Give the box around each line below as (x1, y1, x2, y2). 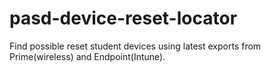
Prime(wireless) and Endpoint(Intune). (9, 50, 166, 62)
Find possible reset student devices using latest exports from (9, 40, 262, 52)
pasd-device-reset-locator (9, 7, 238, 30)
